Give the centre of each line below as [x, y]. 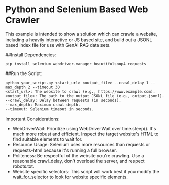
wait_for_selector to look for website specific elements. [70, 177]
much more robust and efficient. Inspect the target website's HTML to [86, 134]
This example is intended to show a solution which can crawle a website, [81, 34]
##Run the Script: [24, 73]
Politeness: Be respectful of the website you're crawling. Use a [78, 155]
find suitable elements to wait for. [47, 139]
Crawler [22, 20]
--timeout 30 [46, 87]
